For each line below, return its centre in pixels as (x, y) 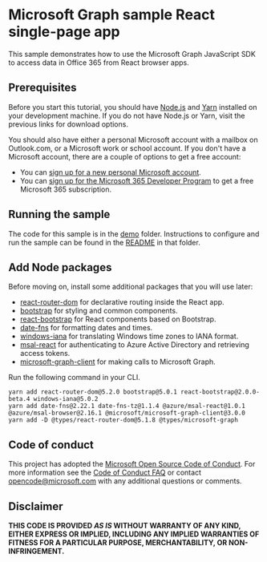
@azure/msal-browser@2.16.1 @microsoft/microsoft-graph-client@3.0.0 (127, 413)
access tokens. (45, 354)
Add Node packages (60, 267)
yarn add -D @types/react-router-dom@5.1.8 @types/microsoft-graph (123, 420)
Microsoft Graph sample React (111, 15)
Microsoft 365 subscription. (66, 189)
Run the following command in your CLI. (74, 378)
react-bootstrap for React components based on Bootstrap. (118, 319)
